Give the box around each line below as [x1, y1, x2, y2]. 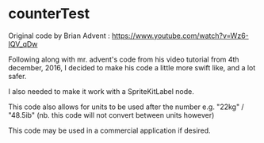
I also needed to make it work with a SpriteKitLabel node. [8, 86, 194, 96]
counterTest [8, 5, 90, 23]
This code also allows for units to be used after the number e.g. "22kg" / [8, 102, 244, 111]
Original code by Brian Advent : [8, 31, 111, 40]
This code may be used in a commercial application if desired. [8, 126, 212, 135]
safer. [8, 71, 27, 81]
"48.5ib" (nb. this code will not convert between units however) [8, 110, 215, 119]
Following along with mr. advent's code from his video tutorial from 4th [8, 55, 239, 64]
